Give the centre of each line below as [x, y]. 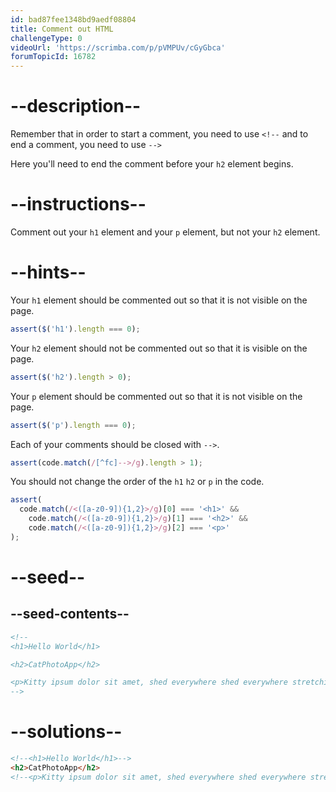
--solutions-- [66, 732]
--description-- [76, 106]
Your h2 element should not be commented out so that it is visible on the [159, 348]
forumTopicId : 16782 [53, 57]
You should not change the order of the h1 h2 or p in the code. [137, 482]
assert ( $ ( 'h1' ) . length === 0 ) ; [75, 329]
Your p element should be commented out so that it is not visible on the [156, 396]
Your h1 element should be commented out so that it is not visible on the [159, 300]
